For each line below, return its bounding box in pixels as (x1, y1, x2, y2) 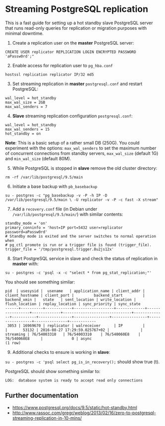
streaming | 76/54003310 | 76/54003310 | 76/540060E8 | (5, 331, 141, 337)
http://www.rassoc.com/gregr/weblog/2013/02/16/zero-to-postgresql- (12, 410, 156, 416)
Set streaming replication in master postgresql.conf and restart (12, 81, 143, 87)
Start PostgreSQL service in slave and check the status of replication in (12, 255, 158, 261)
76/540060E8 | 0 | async (5, 336, 92, 341)
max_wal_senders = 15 (5, 127, 50, 132)
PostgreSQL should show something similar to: (5, 368, 101, 374)
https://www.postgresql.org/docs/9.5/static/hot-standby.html (12, 404, 137, 410)
